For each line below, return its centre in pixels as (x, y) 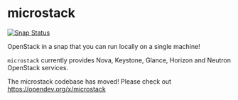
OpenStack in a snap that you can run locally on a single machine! (104, 46)
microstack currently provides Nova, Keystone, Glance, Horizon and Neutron (119, 60)
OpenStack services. (38, 67)
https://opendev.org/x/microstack (57, 89)
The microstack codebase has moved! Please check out (90, 81)
